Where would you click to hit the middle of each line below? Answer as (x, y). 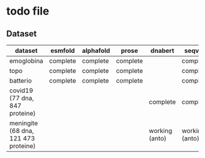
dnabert (162, 51)
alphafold (96, 51)
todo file (28, 11)
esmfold (63, 51)
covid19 (21, 91)
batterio (21, 81)
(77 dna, (22, 98)
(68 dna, (22, 131)
